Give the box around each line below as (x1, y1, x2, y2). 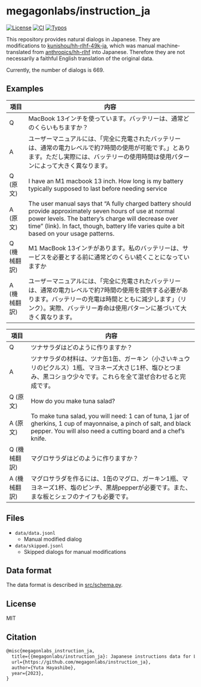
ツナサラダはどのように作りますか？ (31, 343, 133, 351)
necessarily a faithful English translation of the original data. (6, 55, 154, 62)
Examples (6, 84, 44, 94)
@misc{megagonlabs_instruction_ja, (6, 648, 95, 654)
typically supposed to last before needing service (28, 184, 167, 192)
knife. (31, 434, 47, 442)
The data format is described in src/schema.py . (6, 581, 123, 589)
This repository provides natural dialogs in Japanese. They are (6, 35, 160, 43)
